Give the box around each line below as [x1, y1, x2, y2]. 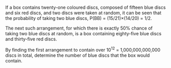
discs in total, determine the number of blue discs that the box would [5, 52, 150, 58]
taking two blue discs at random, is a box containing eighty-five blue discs [5, 31, 162, 36]
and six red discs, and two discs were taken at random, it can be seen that [5, 10, 162, 16]
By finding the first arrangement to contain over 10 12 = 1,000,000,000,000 [5, 46, 161, 53]
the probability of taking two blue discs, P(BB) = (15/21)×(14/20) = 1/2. [5, 15, 152, 21]
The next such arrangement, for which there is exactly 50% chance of [5, 25, 153, 31]
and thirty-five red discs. [5, 36, 57, 42]
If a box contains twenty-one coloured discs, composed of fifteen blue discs [5, 5, 166, 10]
